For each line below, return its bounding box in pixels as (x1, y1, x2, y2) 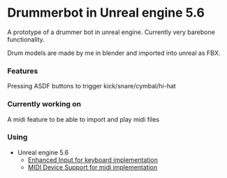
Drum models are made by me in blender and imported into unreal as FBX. (7, 49, 221, 57)
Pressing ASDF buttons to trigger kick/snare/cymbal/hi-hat (7, 82, 176, 90)
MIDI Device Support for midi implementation (27, 163, 158, 171)
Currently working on (7, 99, 82, 109)
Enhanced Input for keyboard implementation (27, 155, 159, 164)
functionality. (7, 35, 45, 43)
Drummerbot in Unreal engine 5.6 (7, 5, 205, 21)
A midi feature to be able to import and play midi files (7, 115, 159, 123)
